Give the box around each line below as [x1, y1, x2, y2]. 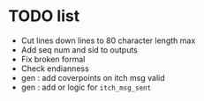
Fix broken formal [20, 54, 86, 64]
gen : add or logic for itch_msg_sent [20, 82, 152, 92]
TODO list [8, 6, 80, 26]
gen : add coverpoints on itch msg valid [20, 72, 165, 83]
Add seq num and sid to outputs [20, 44, 138, 54]
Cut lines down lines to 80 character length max [20, 35, 196, 46]
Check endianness [20, 63, 89, 74]
